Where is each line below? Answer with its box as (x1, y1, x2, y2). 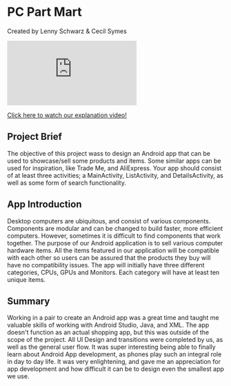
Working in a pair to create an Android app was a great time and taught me (7, 314, 219, 322)
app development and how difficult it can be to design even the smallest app (7, 365, 224, 373)
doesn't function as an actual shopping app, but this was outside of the (7, 328, 210, 336)
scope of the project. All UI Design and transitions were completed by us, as (7, 336, 223, 344)
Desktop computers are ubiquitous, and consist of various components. (7, 216, 211, 225)
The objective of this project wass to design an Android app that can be (7, 149, 210, 157)
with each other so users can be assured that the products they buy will (7, 253, 211, 262)
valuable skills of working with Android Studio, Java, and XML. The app (7, 321, 210, 329)
